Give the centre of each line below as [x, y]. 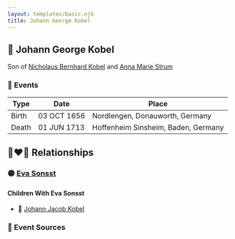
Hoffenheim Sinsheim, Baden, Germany [158, 127]
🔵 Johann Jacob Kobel [51, 209]
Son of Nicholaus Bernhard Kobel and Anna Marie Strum [90, 67]
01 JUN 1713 [61, 127]
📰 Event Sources [36, 228]
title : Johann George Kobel [49, 21]
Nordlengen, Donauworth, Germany [152, 116]
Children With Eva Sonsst [46, 193]
